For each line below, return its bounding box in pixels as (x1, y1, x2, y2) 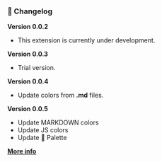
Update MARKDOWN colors (17, 118, 99, 127)
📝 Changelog (7, 6, 53, 16)
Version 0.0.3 (7, 50, 48, 59)
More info (7, 147, 37, 156)
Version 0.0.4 (7, 77, 49, 86)
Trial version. (17, 64, 56, 72)
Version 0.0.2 (7, 23, 48, 31)
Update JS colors (17, 126, 69, 134)
